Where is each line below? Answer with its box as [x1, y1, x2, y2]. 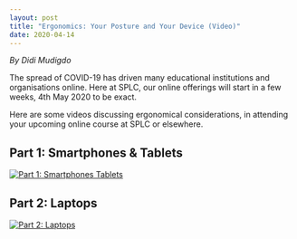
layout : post [9, 13, 59, 23]
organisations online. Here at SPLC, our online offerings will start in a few [9, 82, 282, 93]
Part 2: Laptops [9, 196, 98, 211]
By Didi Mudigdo [9, 55, 72, 66]
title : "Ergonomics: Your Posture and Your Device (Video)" [9, 22, 242, 31]
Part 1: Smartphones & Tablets [9, 145, 183, 160]
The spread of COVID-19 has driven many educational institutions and [9, 72, 270, 83]
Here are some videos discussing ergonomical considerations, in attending [9, 110, 289, 120]
